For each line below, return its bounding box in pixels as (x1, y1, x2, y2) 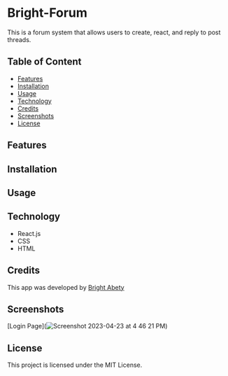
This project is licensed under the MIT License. (7, 361, 143, 369)
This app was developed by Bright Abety (7, 283, 124, 291)
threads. (7, 35, 31, 43)
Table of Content (7, 56, 82, 68)
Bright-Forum (7, 5, 87, 21)
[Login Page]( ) (7, 322, 168, 330)
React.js (17, 229, 41, 237)
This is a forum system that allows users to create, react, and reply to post (7, 28, 221, 36)
